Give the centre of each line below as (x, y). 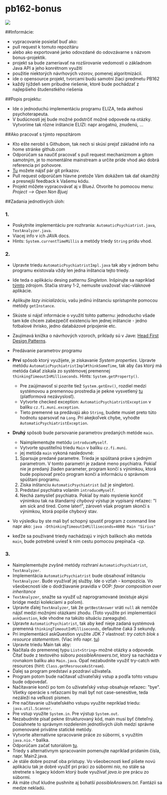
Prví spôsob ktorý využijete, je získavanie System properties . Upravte (84, 360)
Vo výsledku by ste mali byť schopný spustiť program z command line (84, 521)
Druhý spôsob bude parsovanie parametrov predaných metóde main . (83, 432)
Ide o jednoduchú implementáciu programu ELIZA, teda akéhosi (78, 108)
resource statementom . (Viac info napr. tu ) (56, 639)
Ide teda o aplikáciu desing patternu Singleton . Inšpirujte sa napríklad (83, 280)
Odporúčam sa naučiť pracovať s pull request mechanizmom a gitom (83, 154)
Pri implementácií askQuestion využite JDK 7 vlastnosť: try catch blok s (86, 634)
